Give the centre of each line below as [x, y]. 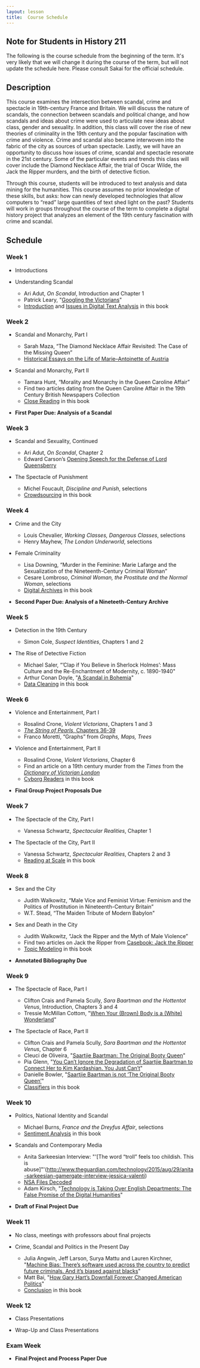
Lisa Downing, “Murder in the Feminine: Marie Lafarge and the [100, 564]
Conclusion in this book [53, 1290]
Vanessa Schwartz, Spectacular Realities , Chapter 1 [87, 830]
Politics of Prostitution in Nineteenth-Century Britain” [89, 906]
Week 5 [17, 617]
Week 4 [18, 511]
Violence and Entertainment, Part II [58, 749]
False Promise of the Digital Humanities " [73, 1195]
